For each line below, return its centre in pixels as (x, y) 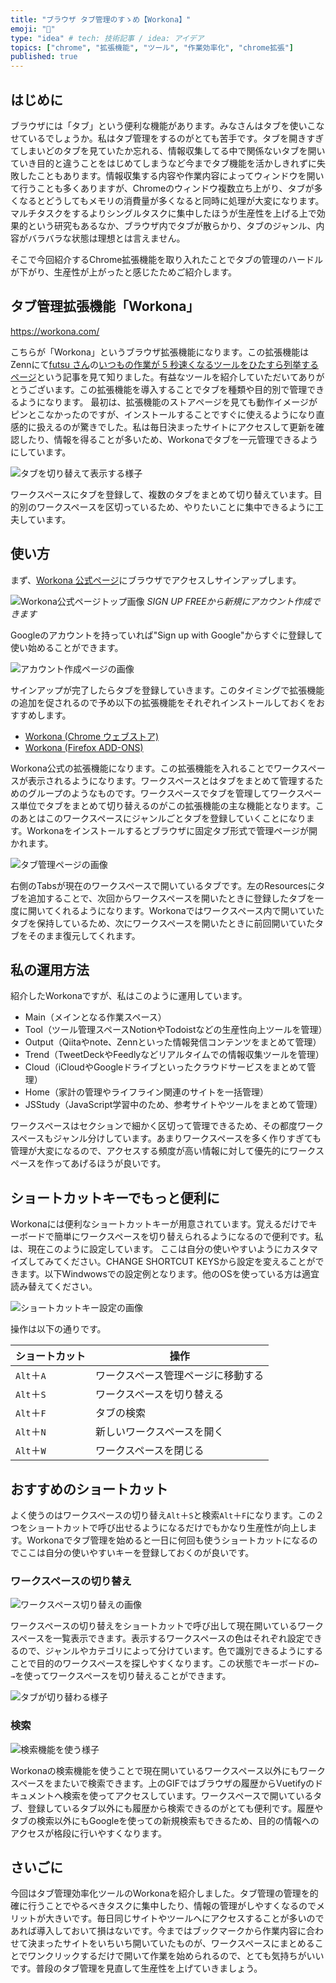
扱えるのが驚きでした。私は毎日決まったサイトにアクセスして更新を (176, 427)
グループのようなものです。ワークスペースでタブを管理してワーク (162, 793)
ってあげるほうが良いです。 (110, 1163)
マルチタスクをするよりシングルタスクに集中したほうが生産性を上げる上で (163, 213)
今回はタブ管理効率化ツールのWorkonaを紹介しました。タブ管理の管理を (160, 1893)
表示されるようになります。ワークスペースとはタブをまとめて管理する (171, 780)
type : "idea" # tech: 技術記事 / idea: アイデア (107, 38)
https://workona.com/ (55, 331)
